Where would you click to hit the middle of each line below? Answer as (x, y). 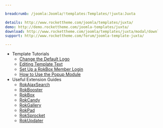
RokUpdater (31, 121)
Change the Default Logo (44, 59)
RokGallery (30, 105)
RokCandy (30, 100)
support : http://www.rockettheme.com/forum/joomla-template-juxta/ (75, 36)
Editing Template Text (41, 64)
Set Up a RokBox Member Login (51, 69)
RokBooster (31, 90)
